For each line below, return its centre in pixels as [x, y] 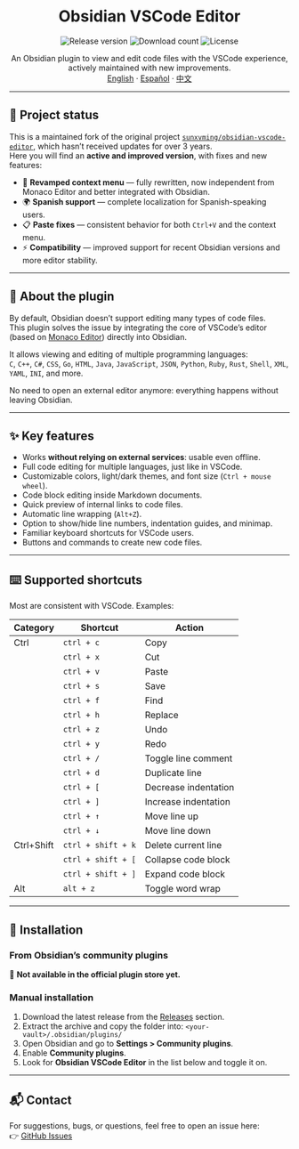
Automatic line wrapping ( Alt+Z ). [82, 514]
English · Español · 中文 [149, 78]
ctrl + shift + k [99, 846]
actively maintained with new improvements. [149, 68]
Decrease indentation [190, 788]
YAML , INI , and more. [46, 373]
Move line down [178, 831]
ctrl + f [81, 701]
